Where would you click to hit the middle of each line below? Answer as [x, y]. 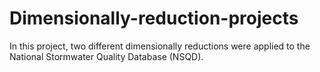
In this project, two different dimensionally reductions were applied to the [160, 46]
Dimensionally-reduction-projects [154, 18]
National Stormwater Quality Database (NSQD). [106, 56]
